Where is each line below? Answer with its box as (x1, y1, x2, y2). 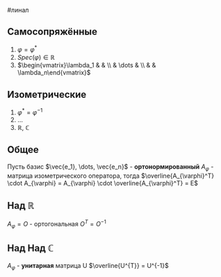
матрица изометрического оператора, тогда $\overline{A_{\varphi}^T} (7, 171, 215, 180)
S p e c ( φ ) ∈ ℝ (17, 53, 56, 62)
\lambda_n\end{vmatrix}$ (17, 69, 91, 77)
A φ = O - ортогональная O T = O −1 (7, 219, 106, 230)
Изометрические (7, 88, 87, 100)
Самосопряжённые (7, 26, 97, 37)
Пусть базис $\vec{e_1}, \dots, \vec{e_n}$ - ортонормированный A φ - (7, 162, 214, 172)
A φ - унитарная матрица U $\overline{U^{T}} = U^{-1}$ (7, 261, 169, 271)
